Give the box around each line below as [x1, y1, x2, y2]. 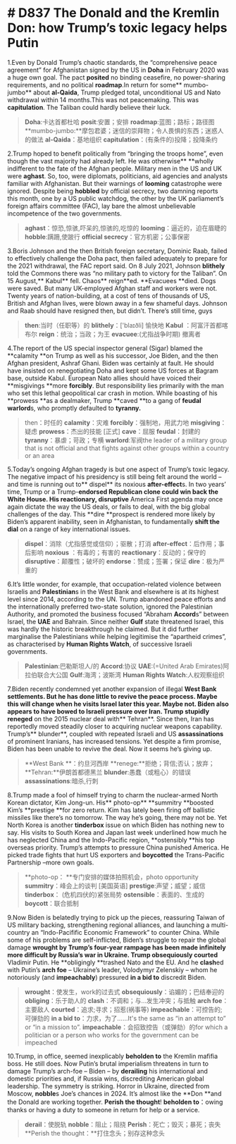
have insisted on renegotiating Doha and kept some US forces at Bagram [7, 366, 218, 375]
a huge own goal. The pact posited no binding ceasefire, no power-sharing [7, 73, 225, 82]
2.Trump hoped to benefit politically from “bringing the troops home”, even [7, 149, 224, 158]
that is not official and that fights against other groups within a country [24, 444, 229, 452]
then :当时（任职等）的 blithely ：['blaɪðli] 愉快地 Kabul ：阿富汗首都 [24, 321, 223, 329]
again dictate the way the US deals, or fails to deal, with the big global [7, 502, 210, 511]
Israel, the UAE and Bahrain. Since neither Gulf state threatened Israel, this [7, 617, 224, 626]
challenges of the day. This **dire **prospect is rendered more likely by [7, 509, 216, 518]
